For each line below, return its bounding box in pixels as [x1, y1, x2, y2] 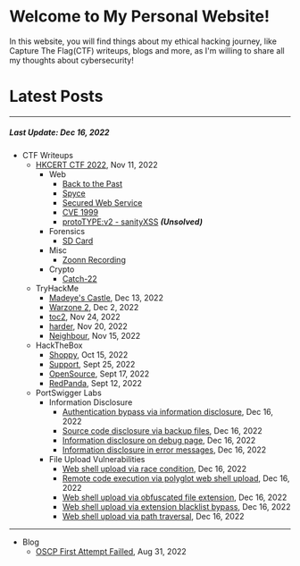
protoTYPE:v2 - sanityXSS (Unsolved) [62, 216, 204, 227]
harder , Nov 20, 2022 [48, 320, 128, 332]
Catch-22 [62, 273, 98, 283]
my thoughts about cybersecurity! [9, 55, 134, 65]
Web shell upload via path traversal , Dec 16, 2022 [62, 511, 245, 521]
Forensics [48, 225, 86, 236]
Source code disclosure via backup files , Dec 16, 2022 [62, 425, 263, 435]
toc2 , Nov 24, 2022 [48, 311, 121, 322]
